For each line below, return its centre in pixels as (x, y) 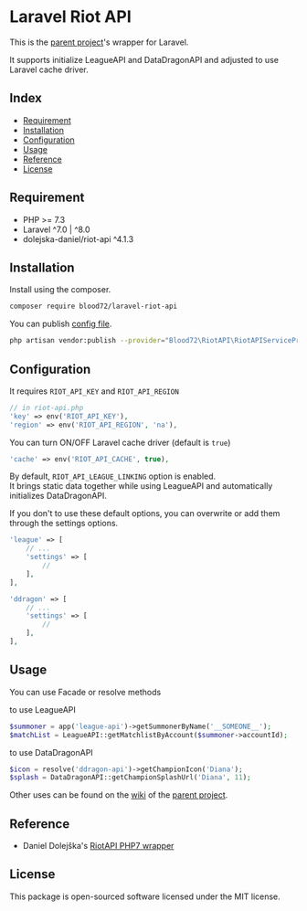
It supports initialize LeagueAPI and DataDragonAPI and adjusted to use (144, 59)
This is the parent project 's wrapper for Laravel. (99, 42)
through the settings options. (64, 524)
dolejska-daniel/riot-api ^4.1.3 (78, 238)
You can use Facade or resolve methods (85, 692)
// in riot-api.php (47, 408)
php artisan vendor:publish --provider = (88, 341)
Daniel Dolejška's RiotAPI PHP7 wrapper (98, 846)
